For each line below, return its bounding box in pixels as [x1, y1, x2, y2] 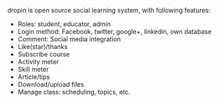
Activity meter [17, 58, 59, 66]
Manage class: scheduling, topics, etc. [17, 88, 131, 96]
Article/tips [17, 72, 50, 81]
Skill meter [17, 65, 49, 73]
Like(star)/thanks [17, 43, 68, 50]
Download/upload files [17, 80, 84, 88]
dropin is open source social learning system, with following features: [7, 6, 211, 14]
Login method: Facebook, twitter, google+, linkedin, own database [17, 28, 212, 36]
